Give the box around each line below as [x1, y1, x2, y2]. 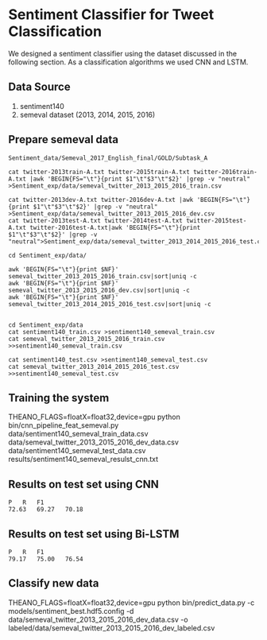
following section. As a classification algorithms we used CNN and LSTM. [8, 57, 249, 67]
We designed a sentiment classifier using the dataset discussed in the [8, 48, 237, 58]
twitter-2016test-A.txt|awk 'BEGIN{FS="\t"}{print [29, 223, 201, 231]
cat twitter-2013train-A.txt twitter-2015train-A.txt [8, 168, 191, 176]
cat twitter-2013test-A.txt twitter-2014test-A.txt [8, 216, 183, 224]
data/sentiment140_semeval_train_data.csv [8, 429, 149, 439]
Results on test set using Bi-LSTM [8, 527, 180, 541]
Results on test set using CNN [8, 477, 159, 491]
